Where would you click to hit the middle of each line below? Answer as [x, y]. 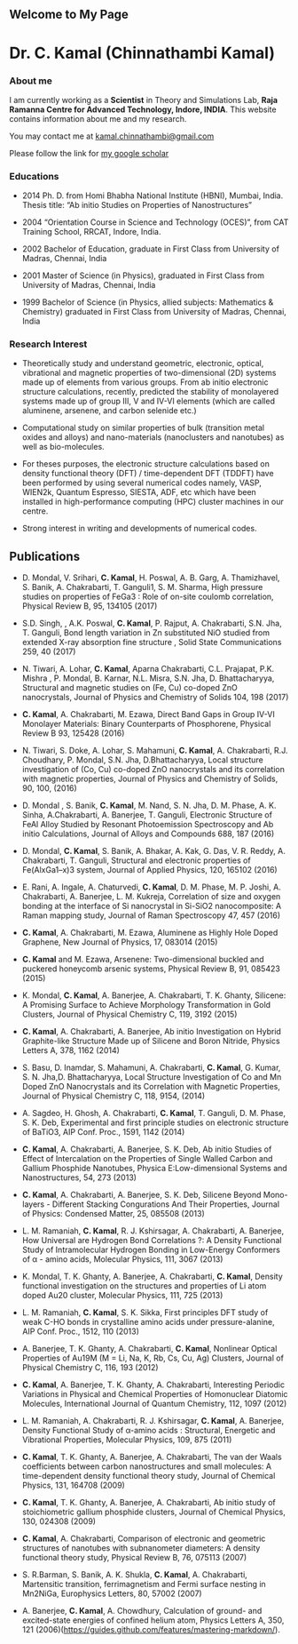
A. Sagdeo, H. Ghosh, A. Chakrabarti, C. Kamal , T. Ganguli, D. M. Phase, [154, 1113]
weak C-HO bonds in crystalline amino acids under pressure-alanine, [148, 1322]
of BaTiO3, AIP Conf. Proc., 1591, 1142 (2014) [103, 1132]
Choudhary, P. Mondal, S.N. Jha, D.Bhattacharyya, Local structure [142, 760]
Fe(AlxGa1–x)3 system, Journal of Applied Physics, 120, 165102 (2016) [149, 870]
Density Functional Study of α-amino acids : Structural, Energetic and [149, 1431]
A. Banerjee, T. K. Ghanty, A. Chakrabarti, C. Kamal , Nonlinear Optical [149, 1349]
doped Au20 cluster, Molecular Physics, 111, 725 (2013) [122, 1296]
